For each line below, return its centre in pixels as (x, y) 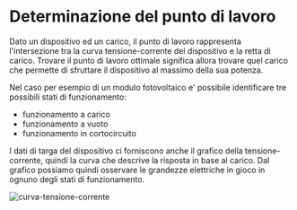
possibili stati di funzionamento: (68, 97)
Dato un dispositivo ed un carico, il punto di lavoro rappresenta (126, 41)
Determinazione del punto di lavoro (143, 17)
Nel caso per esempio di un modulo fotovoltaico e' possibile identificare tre (148, 87)
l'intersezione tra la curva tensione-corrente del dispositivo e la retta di (140, 50)
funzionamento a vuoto (65, 124)
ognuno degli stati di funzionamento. (77, 179)
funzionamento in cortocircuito (79, 133)
